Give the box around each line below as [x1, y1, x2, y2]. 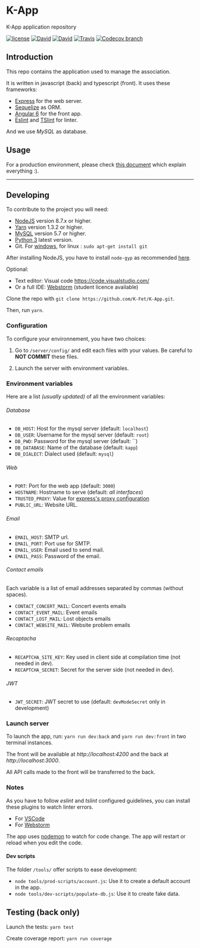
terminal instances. [6, 739, 53, 746]
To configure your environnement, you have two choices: [6, 335, 146, 342]
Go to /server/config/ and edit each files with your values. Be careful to [14, 347, 192, 354]
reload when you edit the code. [6, 839, 83, 846]
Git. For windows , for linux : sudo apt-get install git [14, 242, 148, 250]
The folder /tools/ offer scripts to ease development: [6, 866, 137, 873]
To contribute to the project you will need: [6, 206, 109, 213]
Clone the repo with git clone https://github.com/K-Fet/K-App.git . [6, 295, 175, 303]
